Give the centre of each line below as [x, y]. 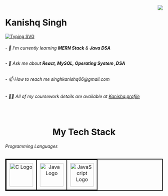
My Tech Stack [84, 132]
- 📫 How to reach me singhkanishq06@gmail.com [57, 79]
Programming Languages [31, 146]
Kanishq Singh [36, 23]
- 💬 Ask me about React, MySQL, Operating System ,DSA [65, 63]
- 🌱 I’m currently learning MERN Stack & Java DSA [58, 48]
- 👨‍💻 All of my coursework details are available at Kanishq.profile [72, 96]
